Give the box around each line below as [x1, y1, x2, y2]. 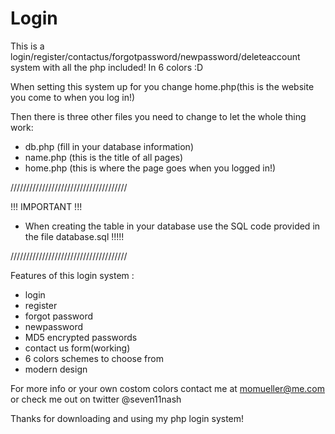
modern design [24, 363, 88, 375]
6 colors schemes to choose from [24, 352, 164, 364]
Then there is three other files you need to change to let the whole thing [10, 110, 307, 122]
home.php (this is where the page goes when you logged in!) [24, 162, 277, 174]
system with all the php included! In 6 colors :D [10, 61, 204, 73]
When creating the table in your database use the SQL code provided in [24, 220, 321, 232]
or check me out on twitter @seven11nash [10, 393, 182, 405]
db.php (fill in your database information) [24, 140, 194, 152]
